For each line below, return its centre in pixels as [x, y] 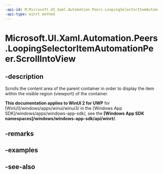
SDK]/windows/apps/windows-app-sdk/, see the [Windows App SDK [75, 113]
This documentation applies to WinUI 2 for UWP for [57, 103]
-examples [22, 150]
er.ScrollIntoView [41, 59]
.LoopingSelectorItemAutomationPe [79, 48]
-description [24, 77]
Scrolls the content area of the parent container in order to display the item [80, 88]
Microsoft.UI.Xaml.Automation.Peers [81, 38]
